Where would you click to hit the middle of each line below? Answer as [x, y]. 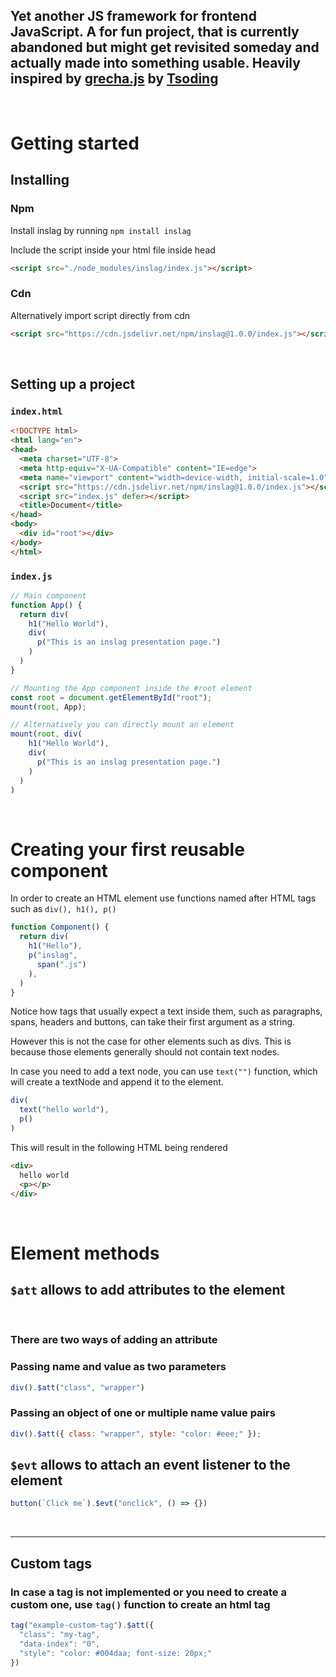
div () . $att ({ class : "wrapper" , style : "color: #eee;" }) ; [136, 1434]
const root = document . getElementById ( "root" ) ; [111, 697]
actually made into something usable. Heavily [155, 63]
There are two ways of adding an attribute [114, 1340]
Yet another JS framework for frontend [133, 16]
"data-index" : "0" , [60, 1644]
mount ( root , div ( [46, 734]
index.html [36, 412]
